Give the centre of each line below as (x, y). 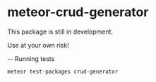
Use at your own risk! (38, 45)
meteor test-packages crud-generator (63, 71)
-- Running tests (31, 59)
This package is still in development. (60, 32)
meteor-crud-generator (78, 12)
